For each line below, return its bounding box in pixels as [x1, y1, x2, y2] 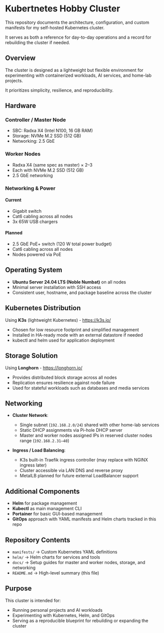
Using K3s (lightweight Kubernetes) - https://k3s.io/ [5, 317, 111, 323]
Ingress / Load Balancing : [12, 447, 66, 454]
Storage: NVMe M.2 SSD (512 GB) [12, 133, 82, 139]
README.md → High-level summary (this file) [12, 570, 100, 575]
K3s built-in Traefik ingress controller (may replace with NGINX [19, 457, 148, 463]
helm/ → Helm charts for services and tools [12, 554, 100, 560]
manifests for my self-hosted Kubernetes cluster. [5, 24, 105, 30]
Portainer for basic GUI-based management [12, 511, 103, 517]
